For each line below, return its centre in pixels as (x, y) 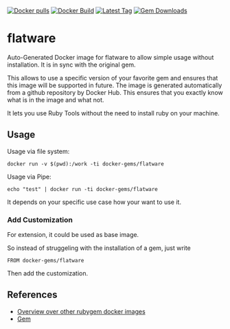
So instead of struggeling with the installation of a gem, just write (99, 248)
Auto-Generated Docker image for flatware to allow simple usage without (111, 57)
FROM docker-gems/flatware (46, 261)
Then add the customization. (48, 273)
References (32, 295)
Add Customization (40, 220)
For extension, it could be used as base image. (73, 235)
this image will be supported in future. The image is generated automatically (115, 85)
